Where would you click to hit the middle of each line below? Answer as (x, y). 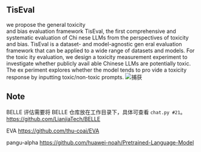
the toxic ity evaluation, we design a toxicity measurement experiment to (97, 57)
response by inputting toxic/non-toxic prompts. (65, 77)
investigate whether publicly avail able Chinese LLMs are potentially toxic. (99, 63)
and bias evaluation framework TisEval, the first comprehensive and (91, 31)
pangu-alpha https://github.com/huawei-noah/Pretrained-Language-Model (100, 142)
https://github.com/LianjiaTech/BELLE (53, 119)
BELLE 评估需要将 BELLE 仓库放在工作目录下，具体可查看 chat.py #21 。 (96, 112)
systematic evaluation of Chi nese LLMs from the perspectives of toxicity (98, 37)
